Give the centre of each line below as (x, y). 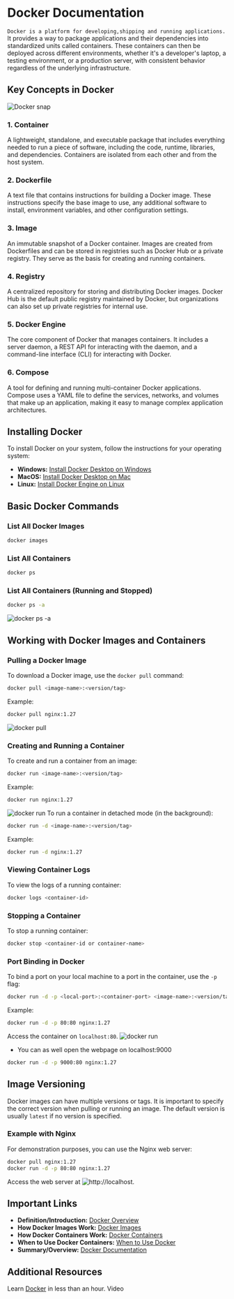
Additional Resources (55, 1271)
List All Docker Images (46, 526)
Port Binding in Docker (46, 962)
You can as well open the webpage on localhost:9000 (94, 1049)
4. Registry (26, 276)
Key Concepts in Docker (61, 90)
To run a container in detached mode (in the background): (130, 813)
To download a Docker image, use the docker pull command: (96, 675)
